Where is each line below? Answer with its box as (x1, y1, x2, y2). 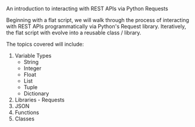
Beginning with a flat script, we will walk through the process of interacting (6, 17, 189, 23)
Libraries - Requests (14, 96, 65, 103)
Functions (14, 109, 40, 116)
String (23, 59, 39, 65)
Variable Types (14, 52, 52, 59)
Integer (23, 65, 42, 72)
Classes (14, 115, 34, 122)
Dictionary (23, 90, 49, 97)
